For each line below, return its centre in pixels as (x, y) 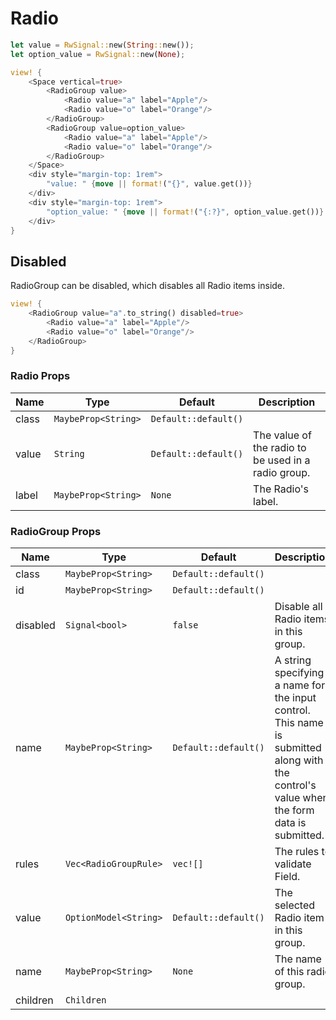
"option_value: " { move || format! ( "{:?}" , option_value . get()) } (185, 212)
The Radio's (281, 489)
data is (290, 823)
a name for (300, 685)
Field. (287, 877)
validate (293, 864)
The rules (297, 852)
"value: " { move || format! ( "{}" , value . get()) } (149, 184)
